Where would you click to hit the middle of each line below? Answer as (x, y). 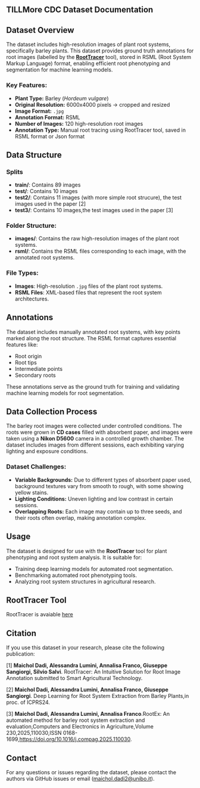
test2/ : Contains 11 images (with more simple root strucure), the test (98, 198)
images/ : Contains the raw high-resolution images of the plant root (97, 238)
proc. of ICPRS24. (28, 702)
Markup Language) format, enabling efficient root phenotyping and (88, 63)
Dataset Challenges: (36, 467)
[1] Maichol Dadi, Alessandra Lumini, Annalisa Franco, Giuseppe (87, 666)
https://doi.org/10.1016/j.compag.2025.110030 (75, 739)
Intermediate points (39, 368)
